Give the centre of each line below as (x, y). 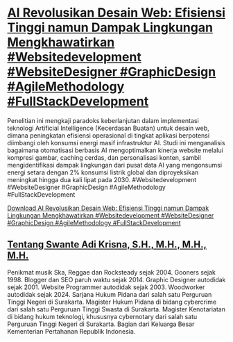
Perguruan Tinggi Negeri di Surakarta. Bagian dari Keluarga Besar (101, 324)
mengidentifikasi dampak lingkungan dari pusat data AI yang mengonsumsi (115, 165)
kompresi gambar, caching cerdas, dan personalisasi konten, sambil (104, 157)
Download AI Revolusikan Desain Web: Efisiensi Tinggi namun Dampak (108, 208)
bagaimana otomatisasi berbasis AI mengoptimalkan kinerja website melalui (115, 150)
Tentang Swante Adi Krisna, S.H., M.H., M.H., (107, 245)
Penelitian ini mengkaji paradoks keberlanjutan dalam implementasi (103, 120)
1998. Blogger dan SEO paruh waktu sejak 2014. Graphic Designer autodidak (116, 279)
